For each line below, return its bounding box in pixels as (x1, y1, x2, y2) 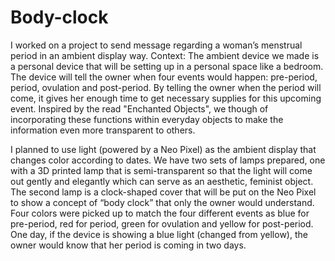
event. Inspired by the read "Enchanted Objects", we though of (10, 102, 269, 115)
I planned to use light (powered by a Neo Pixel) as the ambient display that (10, 143, 317, 155)
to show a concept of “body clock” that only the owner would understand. (10, 196, 315, 208)
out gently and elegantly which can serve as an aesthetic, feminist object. (10, 175, 314, 187)
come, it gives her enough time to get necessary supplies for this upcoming (10, 92, 322, 104)
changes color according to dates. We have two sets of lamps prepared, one (10, 154, 326, 166)
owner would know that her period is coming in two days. (10, 239, 247, 251)
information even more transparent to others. (10, 124, 196, 136)
